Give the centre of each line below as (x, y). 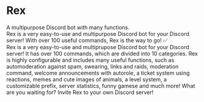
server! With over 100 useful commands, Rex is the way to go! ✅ (87, 40)
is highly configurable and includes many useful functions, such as (90, 60)
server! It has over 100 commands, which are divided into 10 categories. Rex (102, 53)
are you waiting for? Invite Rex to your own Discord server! (80, 92)
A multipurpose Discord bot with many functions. (68, 27)
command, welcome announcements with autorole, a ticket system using (98, 73)
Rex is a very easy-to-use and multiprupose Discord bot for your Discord (98, 47)
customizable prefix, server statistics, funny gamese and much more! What (101, 86)
